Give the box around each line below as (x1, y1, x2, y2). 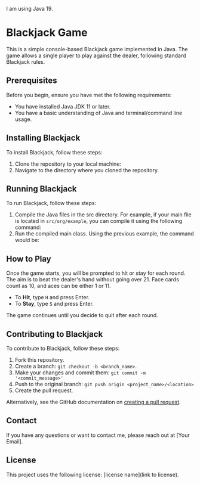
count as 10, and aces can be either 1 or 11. (6, 283, 112, 290)
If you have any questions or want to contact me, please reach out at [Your (6, 432, 190, 439)
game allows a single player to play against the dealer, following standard (6, 52, 186, 59)
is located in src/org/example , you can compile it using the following (14, 218, 183, 225)
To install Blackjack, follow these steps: (6, 148, 103, 156)
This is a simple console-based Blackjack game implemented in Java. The (6, 45, 188, 52)
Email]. (6, 438, 23, 445)
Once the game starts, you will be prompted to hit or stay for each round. (6, 269, 186, 277)
